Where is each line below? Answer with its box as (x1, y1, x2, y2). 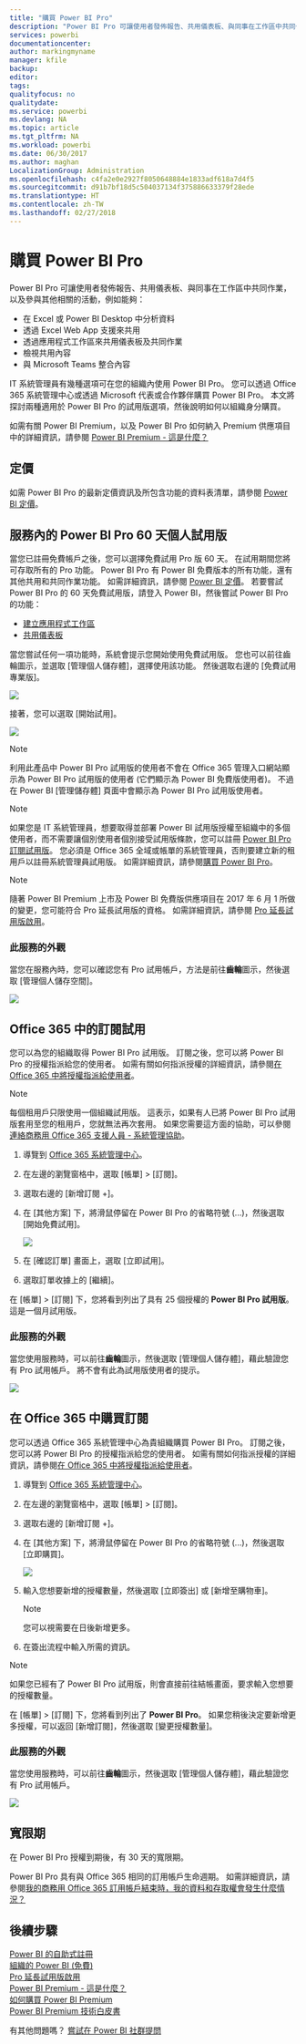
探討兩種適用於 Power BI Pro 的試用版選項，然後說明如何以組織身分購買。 (9, 400, 286, 411)
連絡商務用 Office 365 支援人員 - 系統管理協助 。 (9, 1130, 189, 1141)
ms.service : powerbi (9, 107, 88, 116)
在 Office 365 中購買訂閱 (9, 1410, 148, 1427)
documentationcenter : (9, 38, 92, 48)
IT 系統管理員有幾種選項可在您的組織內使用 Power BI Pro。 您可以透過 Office (9, 377, 297, 388)
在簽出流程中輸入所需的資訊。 (22, 1641, 135, 1652)
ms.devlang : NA (9, 115, 67, 124)
